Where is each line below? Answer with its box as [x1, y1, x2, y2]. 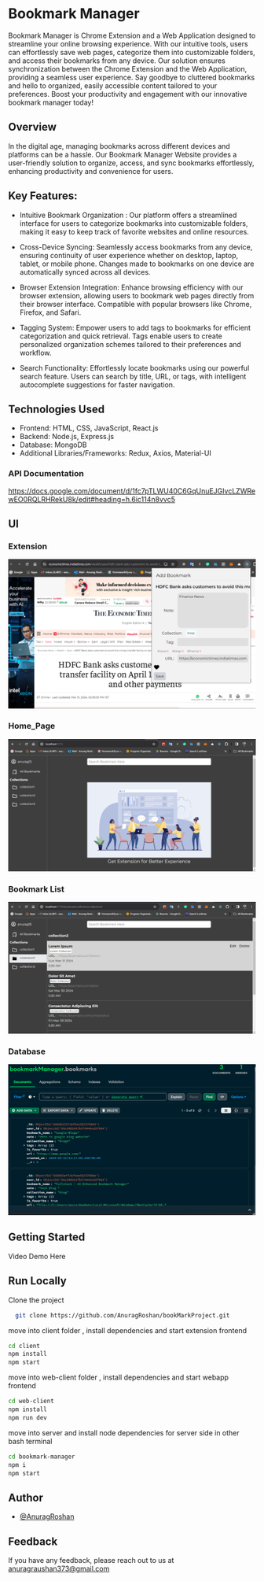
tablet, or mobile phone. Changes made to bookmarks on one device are [19, 259, 255, 268]
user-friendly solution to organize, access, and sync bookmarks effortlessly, [8, 158, 255, 168]
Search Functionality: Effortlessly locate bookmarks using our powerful [19, 363, 250, 372]
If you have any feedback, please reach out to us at [8, 1556, 174, 1565]
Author [8, 1490, 43, 1504]
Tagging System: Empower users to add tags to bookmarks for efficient [19, 323, 251, 332]
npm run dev [8, 1413, 47, 1421]
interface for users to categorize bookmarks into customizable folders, [19, 218, 248, 228]
